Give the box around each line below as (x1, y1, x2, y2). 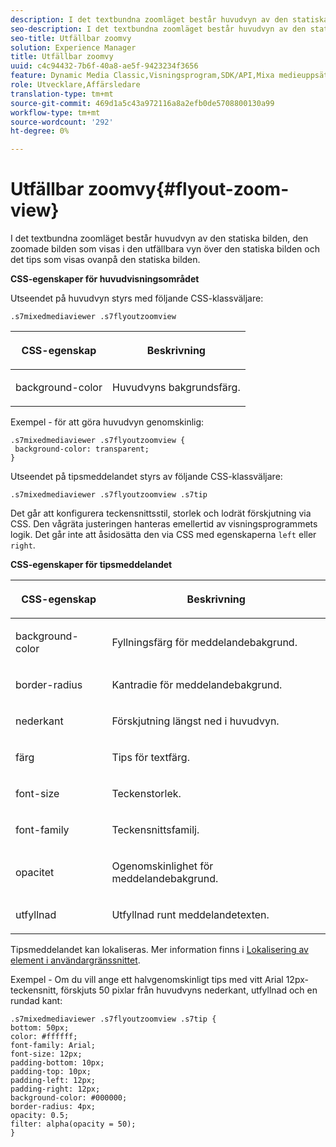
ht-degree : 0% (10, 126, 70, 136)
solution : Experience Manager (10, 42, 137, 53)
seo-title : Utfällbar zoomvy (10, 33, 132, 43)
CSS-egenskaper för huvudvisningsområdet (10, 273, 200, 285)
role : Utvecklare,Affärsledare (10, 80, 141, 90)
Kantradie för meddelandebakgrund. (111, 678, 283, 692)
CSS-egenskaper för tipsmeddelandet (10, 559, 173, 571)
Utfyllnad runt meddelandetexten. (111, 908, 270, 922)
